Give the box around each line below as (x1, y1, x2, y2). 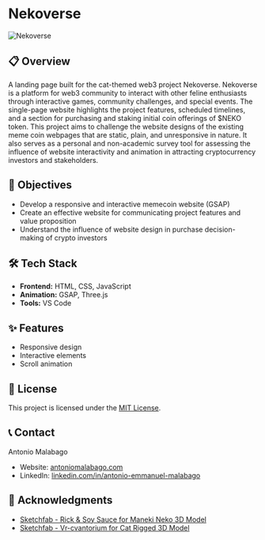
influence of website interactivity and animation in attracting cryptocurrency (8, 147, 256, 157)
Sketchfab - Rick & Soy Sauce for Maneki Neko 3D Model (19, 515, 207, 524)
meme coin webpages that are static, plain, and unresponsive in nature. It (8, 130, 248, 139)
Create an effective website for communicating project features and (19, 207, 241, 217)
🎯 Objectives (8, 179, 73, 192)
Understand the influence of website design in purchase (19, 225, 203, 234)
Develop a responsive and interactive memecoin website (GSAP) (19, 199, 230, 209)
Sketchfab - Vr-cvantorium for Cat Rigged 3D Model (19, 523, 190, 532)
